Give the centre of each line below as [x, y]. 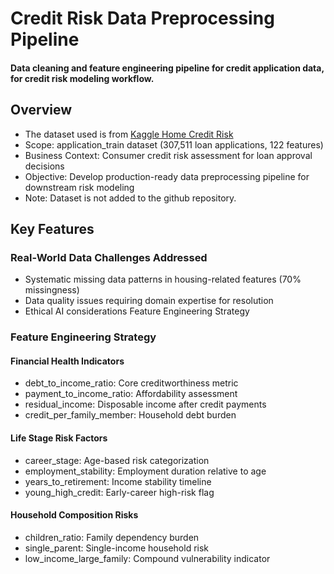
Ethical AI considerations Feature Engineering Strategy [137, 311]
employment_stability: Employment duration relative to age [145, 471]
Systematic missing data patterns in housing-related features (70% [163, 279]
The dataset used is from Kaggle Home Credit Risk [129, 134]
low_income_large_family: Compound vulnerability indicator [147, 558]
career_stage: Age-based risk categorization [117, 460]
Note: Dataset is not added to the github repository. [130, 198]
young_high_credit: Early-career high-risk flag [119, 492]
